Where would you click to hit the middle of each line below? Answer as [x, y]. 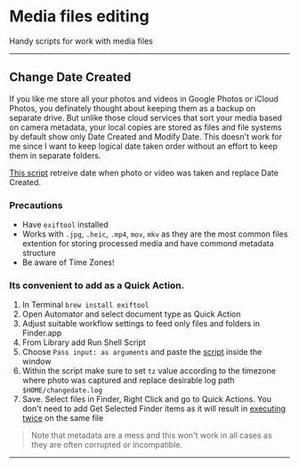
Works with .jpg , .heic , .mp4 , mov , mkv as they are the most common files [155, 234]
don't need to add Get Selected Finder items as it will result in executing [154, 409]
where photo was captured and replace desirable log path [128, 381]
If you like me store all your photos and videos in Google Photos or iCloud [144, 99]
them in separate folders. [55, 155]
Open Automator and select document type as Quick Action [131, 314]
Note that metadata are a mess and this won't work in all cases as [152, 435]
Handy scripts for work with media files [81, 41]
